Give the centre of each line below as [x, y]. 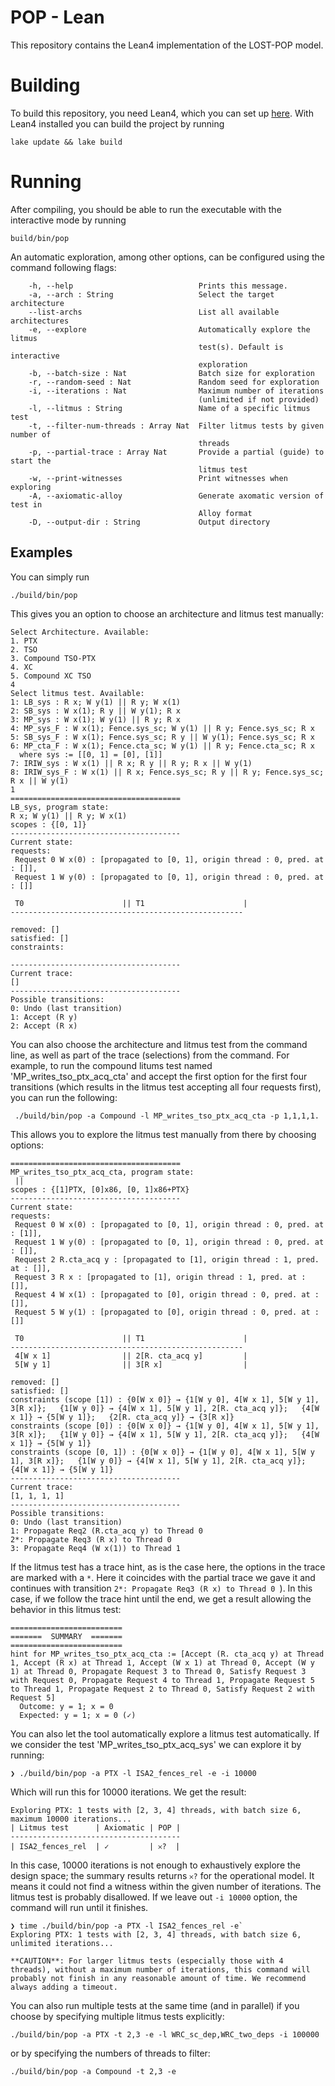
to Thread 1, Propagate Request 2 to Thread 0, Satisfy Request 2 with [162, 1689]
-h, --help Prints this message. [158, 286]
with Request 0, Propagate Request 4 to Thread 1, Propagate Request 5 [162, 1680]
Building [45, 85]
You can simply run [50, 577]
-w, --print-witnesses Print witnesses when [158, 478]
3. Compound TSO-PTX [53, 658]
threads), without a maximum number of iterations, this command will [160, 1969]
